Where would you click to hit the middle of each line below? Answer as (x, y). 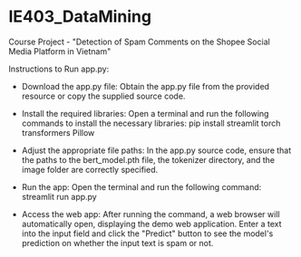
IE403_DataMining (80, 17)
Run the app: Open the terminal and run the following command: (141, 186)
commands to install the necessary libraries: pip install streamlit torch (151, 123)
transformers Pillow (58, 132)
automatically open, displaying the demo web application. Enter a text (151, 224)
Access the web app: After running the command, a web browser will (150, 214)
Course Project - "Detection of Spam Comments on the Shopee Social (140, 42)
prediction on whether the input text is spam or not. (117, 243)
